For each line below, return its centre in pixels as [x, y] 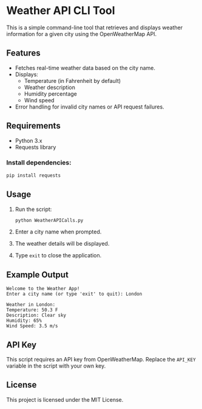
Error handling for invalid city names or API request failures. [90, 107]
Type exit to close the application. [58, 255]
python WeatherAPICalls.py [49, 220]
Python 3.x [29, 140]
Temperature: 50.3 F [32, 310]
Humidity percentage [51, 94]
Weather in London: [31, 305]
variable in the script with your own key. [56, 366]
